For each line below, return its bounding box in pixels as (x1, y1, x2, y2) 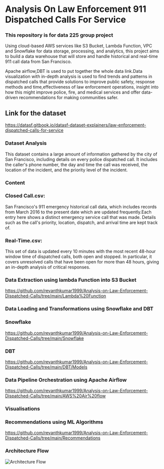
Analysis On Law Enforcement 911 (5, 3, 146, 15)
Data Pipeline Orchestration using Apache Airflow (5, 376, 127, 383)
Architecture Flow (5, 447, 49, 454)
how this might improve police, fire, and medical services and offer (5, 89, 141, 95)
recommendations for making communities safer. (19, 95, 119, 101)
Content (5, 179, 26, 186)
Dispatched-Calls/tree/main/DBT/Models (5, 364, 88, 370)
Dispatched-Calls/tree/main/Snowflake (5, 335, 84, 341)
